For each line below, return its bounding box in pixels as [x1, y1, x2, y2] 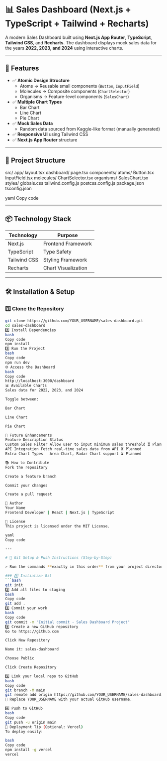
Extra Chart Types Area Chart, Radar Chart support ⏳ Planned [5, 451, 142, 456]
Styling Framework [43, 256, 87, 263]
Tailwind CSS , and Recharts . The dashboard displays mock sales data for [5, 39, 157, 45]
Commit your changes [5, 483, 48, 488]
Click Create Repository [5, 665, 57, 670]
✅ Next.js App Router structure [12, 136, 78, 142]
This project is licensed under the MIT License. [5, 523, 110, 528]
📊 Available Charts [5, 383, 47, 388]
